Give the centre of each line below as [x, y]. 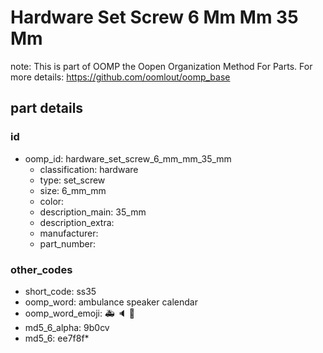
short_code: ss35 [60, 291]
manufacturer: [69, 233]
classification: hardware [89, 169]
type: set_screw [72, 180]
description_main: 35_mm [93, 212]
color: [52, 201]
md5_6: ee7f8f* [57, 338]
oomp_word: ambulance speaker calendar [111, 302]
